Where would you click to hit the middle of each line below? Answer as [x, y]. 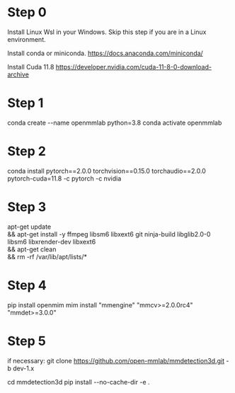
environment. [27, 39]
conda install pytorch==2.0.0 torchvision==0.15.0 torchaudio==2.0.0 [107, 171]
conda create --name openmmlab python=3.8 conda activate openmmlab [115, 123]
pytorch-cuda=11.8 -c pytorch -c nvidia [64, 178]
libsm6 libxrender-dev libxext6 [52, 241]
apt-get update [29, 227]
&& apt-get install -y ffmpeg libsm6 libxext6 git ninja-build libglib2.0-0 [109, 234]
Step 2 [27, 151]
